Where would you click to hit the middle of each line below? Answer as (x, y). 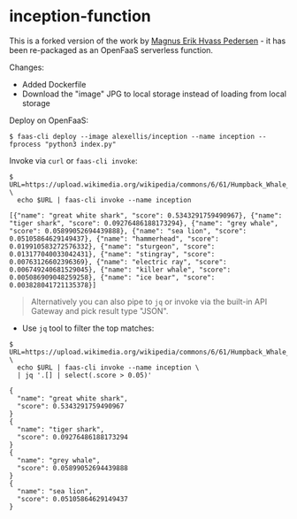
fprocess (25, 144)
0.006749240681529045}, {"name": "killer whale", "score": (120, 270)
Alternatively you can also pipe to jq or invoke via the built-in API (149, 301)
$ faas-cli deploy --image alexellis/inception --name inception (132, 136)
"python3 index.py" (80, 144)
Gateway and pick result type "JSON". (99, 310)
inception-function (80, 16)
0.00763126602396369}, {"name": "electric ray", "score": (118, 262)
